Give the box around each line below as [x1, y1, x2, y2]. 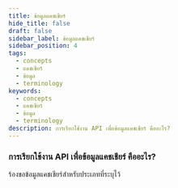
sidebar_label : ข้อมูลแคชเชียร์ [8, 34, 95, 43]
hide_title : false [8, 19, 70, 27]
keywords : [8, 86, 42, 95]
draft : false [8, 27, 53, 35]
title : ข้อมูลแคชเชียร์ [8, 11, 66, 20]
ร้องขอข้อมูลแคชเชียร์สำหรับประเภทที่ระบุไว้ [8, 169, 121, 179]
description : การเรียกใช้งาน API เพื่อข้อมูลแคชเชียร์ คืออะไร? [8, 124, 171, 132]
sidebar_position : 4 [8, 42, 78, 50]
